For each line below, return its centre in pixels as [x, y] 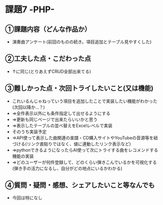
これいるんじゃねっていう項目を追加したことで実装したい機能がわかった [85, 101]
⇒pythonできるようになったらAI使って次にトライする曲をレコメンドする [85, 150]
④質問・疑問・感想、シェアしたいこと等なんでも [80, 185]
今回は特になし [27, 198]
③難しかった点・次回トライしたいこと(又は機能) [79, 88]
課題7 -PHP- [30, 10]
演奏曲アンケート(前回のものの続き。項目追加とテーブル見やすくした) [82, 42]
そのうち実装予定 [29, 132]
